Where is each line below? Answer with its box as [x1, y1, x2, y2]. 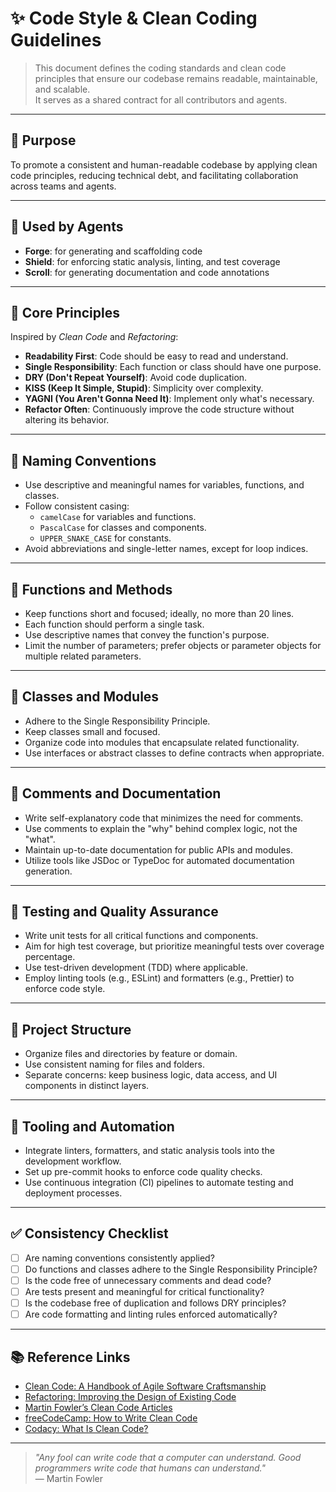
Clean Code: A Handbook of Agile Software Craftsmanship [24, 1380, 267, 1392]
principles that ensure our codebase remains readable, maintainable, [34, 72, 318, 84]
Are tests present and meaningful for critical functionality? [24, 1286, 265, 1298]
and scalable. [34, 83, 91, 95]
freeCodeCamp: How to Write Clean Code [24, 1412, 198, 1424]
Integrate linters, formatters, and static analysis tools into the [24, 1145, 275, 1157]
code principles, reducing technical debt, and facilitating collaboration [10, 169, 299, 181]
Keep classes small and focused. [24, 725, 161, 737]
